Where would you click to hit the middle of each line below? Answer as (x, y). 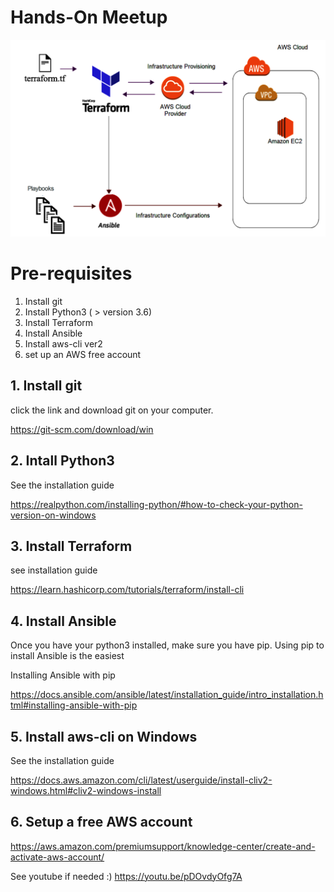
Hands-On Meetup (89, 17)
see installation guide (54, 570)
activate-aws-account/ (57, 857)
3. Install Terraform (71, 546)
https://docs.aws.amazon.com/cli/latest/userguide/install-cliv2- (141, 780)
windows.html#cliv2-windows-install (86, 790)
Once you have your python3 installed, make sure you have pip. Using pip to (167, 645)
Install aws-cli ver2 (63, 343)
